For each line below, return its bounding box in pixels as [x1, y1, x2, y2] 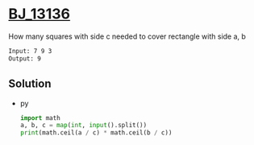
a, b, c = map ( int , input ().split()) [19, 122, 148, 130]
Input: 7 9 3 [8, 47, 52, 55]
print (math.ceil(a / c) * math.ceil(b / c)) [19, 129, 173, 137]
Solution [8, 77, 52, 91]
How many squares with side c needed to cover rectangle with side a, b [8, 31, 246, 41]
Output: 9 [8, 54, 42, 63]
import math [19, 114, 60, 122]
